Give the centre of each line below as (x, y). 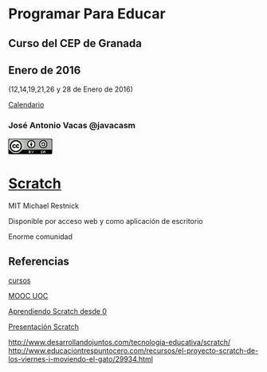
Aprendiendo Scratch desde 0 (58, 311)
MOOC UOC (28, 296)
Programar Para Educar (87, 14)
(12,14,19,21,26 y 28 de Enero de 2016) (71, 89)
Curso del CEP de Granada (75, 43)
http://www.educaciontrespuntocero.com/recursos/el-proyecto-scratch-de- (133, 350)
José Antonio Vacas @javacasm (72, 126)
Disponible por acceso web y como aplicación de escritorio (106, 221)
